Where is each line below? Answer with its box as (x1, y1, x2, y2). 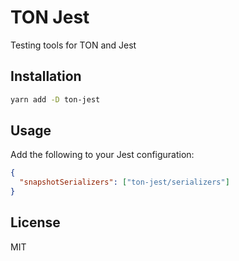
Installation (10, 68, 82, 85)
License (10, 214, 61, 231)
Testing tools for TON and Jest (10, 39, 137, 51)
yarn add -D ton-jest (10, 94, 101, 105)
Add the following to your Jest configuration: (10, 149, 195, 161)
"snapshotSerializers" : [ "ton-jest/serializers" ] (19, 177, 230, 188)
